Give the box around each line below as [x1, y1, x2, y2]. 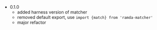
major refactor [17, 19, 46, 25]
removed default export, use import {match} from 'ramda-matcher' [17, 15, 154, 20]
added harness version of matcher [17, 9, 88, 15]
